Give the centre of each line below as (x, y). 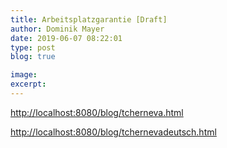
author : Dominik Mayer (57, 29)
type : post (33, 47)
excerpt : (28, 84)
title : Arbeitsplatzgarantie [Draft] (89, 19)
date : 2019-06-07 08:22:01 (66, 38)
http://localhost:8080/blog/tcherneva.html (97, 112)
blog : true (33, 57)
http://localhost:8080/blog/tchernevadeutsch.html (113, 132)
